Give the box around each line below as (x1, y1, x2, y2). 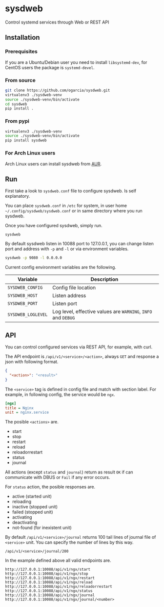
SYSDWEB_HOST (7, 293, 38, 298)
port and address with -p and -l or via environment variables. (5, 246, 129, 252)
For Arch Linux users (5, 150, 56, 157)
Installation (5, 33, 40, 42)
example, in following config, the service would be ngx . (5, 391, 116, 397)
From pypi (5, 118, 29, 125)
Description (90, 276, 119, 283)
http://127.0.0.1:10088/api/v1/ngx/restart (5, 576, 95, 581)
